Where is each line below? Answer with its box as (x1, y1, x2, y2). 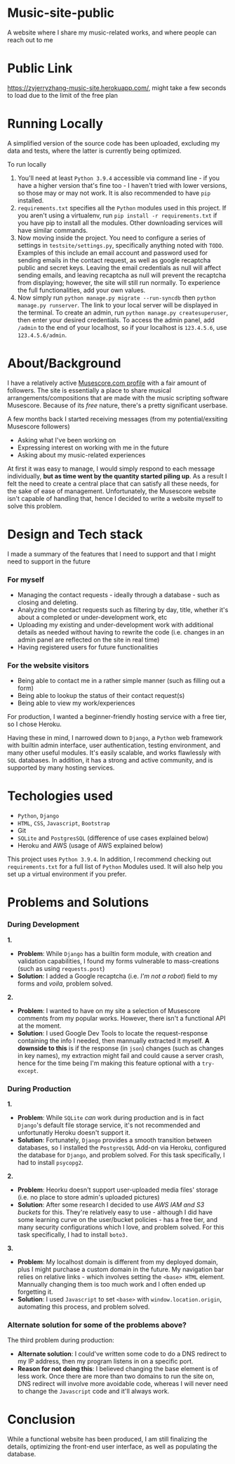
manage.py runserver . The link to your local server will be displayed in (17, 300, 219, 309)
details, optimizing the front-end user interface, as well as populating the (7, 1442, 217, 1451)
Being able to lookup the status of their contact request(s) (17, 692, 185, 700)
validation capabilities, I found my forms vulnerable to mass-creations (17, 957, 220, 965)
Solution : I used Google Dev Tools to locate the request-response (17, 1029, 208, 1037)
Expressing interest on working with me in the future (17, 443, 169, 452)
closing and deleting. (17, 598, 79, 606)
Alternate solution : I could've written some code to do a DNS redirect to (17, 1349, 227, 1358)
